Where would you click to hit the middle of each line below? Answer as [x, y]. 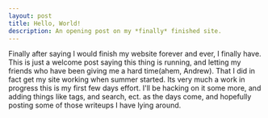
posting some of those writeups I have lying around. [95, 105]
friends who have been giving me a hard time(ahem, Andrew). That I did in [132, 71]
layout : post [30, 16]
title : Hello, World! [45, 23]
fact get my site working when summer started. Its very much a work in [127, 80]
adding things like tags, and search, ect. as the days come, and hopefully [130, 97]
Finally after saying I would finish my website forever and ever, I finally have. [135, 54]
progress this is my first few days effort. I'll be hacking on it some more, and [135, 88]
